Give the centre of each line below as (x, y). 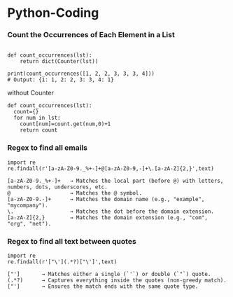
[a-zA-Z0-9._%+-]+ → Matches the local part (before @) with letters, (115, 181)
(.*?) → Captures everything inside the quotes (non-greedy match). (117, 281)
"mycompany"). (28, 205)
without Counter (30, 93)
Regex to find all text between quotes (72, 241)
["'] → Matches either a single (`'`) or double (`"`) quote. (109, 275)
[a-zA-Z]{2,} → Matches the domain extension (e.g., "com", (108, 217)
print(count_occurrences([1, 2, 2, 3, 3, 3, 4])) (81, 74)
